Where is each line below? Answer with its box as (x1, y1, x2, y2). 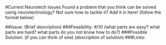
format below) (5, 15, 34, 20)
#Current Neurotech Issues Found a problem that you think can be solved (5, 4, 156, 10)
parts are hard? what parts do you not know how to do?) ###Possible (5, 29, 148, 35)
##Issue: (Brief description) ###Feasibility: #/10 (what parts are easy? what (5, 24, 161, 30)
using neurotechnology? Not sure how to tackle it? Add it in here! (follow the (5, 9, 161, 15)
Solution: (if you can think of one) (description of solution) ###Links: (5, 34, 146, 40)
